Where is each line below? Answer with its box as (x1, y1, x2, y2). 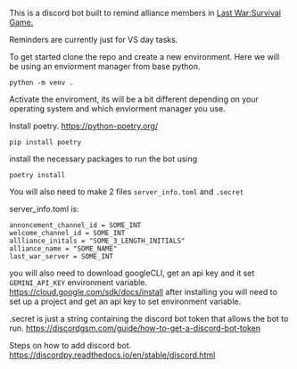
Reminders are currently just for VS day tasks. (9, 35, 178, 45)
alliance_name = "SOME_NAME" (9, 244, 118, 253)
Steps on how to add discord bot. (9, 340, 132, 350)
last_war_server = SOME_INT (9, 252, 114, 261)
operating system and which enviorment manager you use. (9, 103, 226, 114)
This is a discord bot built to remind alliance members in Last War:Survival (9, 8, 281, 18)
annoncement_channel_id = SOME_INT (9, 221, 142, 230)
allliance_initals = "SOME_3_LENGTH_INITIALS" (9, 236, 186, 245)
